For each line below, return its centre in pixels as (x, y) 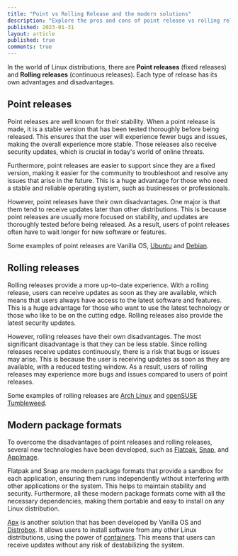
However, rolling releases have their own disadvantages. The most (104, 336)
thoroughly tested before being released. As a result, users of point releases (119, 224)
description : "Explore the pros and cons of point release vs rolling (114, 21)
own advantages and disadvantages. (61, 82)
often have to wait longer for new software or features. (87, 232)
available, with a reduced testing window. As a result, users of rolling (107, 367)
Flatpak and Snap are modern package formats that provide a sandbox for (115, 471)
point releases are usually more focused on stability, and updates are (108, 216)
